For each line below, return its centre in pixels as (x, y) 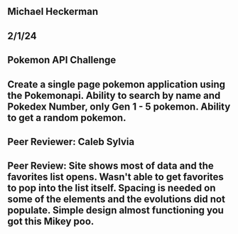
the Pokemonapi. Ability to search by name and (114, 95)
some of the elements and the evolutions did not (117, 200)
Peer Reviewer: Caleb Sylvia (71, 142)
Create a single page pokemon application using (117, 84)
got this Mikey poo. (51, 222)
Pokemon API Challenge (62, 60)
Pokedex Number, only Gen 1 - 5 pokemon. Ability (119, 106)
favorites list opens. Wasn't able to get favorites (115, 177)
